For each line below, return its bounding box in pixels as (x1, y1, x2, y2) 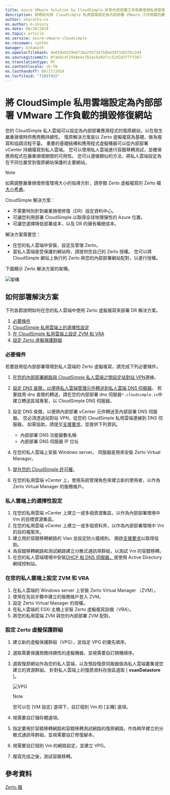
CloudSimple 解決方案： (5, 197, 56, 203)
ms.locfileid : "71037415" (5, 74, 60, 79)
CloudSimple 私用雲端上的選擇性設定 (12, 324, 90, 330)
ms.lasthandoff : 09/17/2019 (5, 69, 65, 74)
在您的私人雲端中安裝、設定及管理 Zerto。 (12, 242, 101, 248)
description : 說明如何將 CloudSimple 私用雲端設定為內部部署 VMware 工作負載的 (5, 12, 162, 17)
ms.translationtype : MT (5, 59, 56, 65)
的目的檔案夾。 (12, 529, 44, 535)
